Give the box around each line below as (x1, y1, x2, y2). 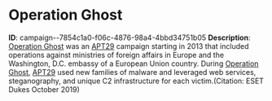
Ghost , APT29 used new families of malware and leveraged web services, (8, 67, 257, 77)
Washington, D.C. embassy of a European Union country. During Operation (8, 59, 259, 68)
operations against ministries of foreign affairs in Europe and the (8, 50, 225, 59)
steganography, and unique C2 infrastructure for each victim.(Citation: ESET (8, 76, 265, 86)
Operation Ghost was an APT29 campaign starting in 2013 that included (8, 41, 249, 50)
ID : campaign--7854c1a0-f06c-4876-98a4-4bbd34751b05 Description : (8, 33, 251, 42)
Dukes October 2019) (8, 84, 80, 94)
